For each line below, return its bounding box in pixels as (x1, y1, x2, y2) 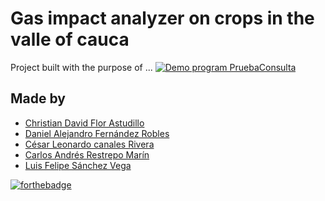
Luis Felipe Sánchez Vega (24, 159, 132, 171)
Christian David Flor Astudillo (24, 117, 145, 129)
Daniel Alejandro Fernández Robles (24, 127, 170, 139)
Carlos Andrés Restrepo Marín (24, 148, 150, 161)
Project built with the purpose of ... (10, 61, 153, 73)
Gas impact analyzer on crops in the (10, 7, 315, 30)
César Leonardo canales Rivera (24, 138, 155, 150)
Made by (10, 90, 66, 107)
